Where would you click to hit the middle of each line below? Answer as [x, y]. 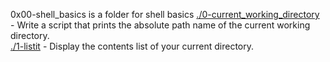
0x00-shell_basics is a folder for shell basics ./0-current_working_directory [165, 14]
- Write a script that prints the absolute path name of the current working [160, 25]
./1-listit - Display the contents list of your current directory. [132, 46]
